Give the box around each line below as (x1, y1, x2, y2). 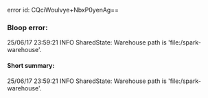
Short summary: (7, 61, 55, 69)
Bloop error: (7, 23, 48, 32)
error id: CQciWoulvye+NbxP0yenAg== (7, 6, 119, 14)
